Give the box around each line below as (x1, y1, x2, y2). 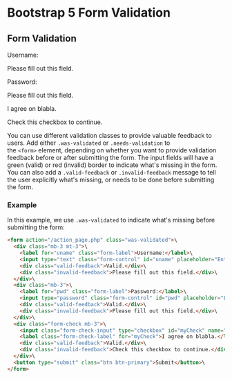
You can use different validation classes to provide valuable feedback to (7, 132, 212, 139)
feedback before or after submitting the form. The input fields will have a (7, 154, 214, 161)
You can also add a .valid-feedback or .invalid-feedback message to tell (7, 168, 216, 176)
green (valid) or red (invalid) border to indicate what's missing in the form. (7, 161, 217, 169)
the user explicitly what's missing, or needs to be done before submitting (7, 175, 215, 184)
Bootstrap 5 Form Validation (7, 5, 171, 21)
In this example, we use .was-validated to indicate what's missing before (7, 216, 215, 224)
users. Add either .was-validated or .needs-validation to (7, 139, 171, 147)
